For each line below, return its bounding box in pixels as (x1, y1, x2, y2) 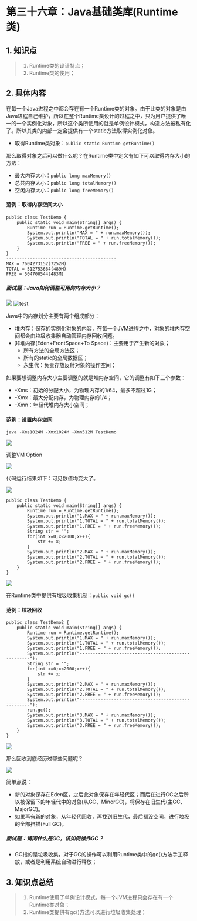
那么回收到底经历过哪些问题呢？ (6, 755, 83, 762)
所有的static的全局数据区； (23, 354, 89, 361)
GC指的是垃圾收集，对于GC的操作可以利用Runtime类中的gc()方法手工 (14, 851, 183, 858)
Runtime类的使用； (29, 69, 75, 76)
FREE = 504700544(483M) (6, 271, 64, 277)
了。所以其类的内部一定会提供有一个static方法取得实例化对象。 (6, 127, 158, 134)
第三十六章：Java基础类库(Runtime (6, 5, 178, 19)
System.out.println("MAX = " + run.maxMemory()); (27, 230, 151, 236)
